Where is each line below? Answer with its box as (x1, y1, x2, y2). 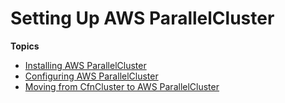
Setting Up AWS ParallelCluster (10, 7, 275, 30)
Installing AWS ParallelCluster (24, 59, 147, 71)
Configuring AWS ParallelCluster (24, 70, 159, 82)
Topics (10, 40, 40, 52)
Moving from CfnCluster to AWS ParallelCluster (24, 80, 220, 92)
